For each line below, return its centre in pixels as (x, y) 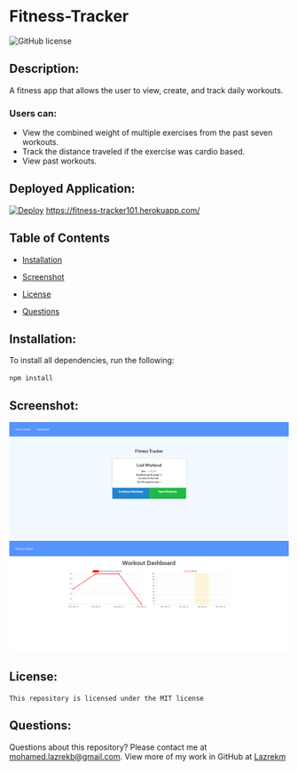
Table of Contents (60, 238)
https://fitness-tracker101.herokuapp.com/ (123, 210)
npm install (31, 378)
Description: (44, 69)
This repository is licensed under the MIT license (106, 698)
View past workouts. (59, 161)
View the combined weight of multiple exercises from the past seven (147, 133)
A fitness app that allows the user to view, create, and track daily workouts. (146, 90)
